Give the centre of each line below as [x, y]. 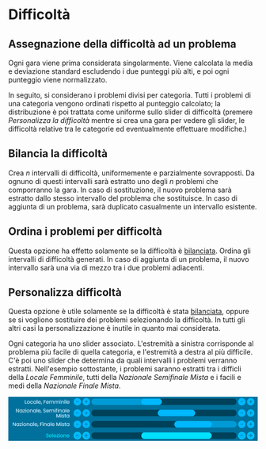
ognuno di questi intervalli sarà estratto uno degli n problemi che [114, 181]
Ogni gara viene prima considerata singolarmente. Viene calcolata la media [131, 63]
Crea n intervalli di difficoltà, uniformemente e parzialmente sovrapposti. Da [131, 173]
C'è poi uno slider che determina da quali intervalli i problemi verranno [123, 361]
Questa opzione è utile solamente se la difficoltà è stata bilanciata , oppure [129, 312]
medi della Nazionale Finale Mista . [65, 386]
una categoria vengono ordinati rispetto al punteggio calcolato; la [114, 104]
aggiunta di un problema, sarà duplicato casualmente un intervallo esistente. [133, 206]
